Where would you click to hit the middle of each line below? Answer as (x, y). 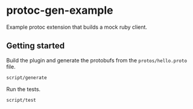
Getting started (36, 46)
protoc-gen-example (60, 10)
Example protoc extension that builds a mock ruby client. (77, 27)
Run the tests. (24, 89)
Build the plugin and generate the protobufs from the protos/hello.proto (97, 60)
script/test (21, 100)
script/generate (27, 78)
